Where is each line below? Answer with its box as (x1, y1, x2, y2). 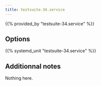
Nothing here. (5, 75, 33, 81)
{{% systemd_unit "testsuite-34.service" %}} (5, 48, 97, 54)
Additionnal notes (5, 62, 61, 70)
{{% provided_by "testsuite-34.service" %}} (5, 21, 95, 27)
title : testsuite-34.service (5, 7, 65, 12)
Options (5, 35, 31, 43)
